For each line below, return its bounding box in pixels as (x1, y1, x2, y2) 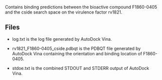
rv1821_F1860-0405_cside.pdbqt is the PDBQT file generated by (12, 46, 141, 51)
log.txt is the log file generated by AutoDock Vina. (12, 36, 112, 42)
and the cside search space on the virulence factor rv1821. (5, 9, 123, 15)
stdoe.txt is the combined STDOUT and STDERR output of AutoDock (12, 65, 149, 71)
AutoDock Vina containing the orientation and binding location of (12, 50, 143, 56)
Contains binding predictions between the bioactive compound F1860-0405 (5, 4, 157, 10)
